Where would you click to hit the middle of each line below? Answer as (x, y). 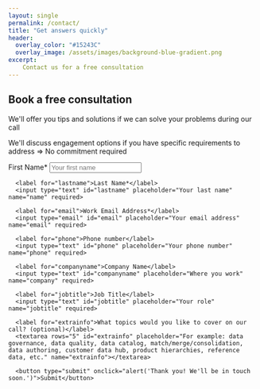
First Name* (28, 167)
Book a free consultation (70, 100)
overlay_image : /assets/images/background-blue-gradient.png (119, 53)
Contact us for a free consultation (83, 68)
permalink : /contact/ (44, 23)
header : (21, 38)
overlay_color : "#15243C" (58, 45)
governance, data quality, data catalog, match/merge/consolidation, (126, 343)
